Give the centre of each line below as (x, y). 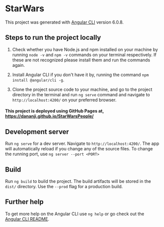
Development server (37, 131)
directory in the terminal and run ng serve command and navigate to (81, 94)
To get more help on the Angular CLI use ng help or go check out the (75, 214)
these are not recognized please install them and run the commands (81, 60)
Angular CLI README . (27, 219)
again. (18, 65)
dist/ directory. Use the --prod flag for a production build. (64, 186)
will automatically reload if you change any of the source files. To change (79, 149)
